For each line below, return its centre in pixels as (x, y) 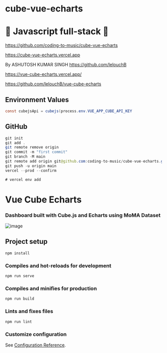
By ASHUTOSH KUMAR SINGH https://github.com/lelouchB (66, 65)
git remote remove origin (32, 148)
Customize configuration (36, 334)
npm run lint (19, 322)
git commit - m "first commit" (37, 152)
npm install (17, 253)
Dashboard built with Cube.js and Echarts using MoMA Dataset (83, 215)
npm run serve (20, 276)
